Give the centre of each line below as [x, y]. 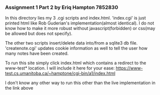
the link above [19, 88]
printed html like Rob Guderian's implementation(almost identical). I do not [80, 23]
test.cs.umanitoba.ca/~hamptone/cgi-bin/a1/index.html [60, 73]
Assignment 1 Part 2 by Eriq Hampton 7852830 [62, 7]
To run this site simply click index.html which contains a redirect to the [76, 63]
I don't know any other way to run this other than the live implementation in [80, 83]
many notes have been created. [37, 53]
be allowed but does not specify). [39, 34]
